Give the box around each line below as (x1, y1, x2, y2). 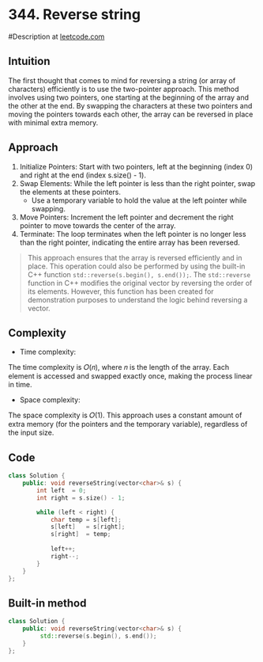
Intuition (8, 55, 51, 68)
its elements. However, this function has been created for (27, 287, 215, 296)
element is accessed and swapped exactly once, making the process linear (8, 371, 253, 381)
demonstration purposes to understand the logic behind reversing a (27, 295, 248, 304)
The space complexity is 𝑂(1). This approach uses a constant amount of (8, 410, 242, 420)
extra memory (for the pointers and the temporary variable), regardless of (8, 420, 248, 429)
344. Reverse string (8, 6, 141, 24)
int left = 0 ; (36, 486, 87, 494)
